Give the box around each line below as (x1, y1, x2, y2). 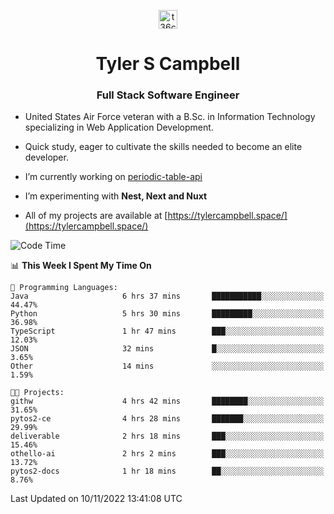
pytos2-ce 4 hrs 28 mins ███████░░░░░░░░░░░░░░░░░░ (10, 414, 325, 424)
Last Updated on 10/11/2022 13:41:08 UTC (10, 493, 183, 505)
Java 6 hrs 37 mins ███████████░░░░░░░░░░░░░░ (10, 291, 325, 302)
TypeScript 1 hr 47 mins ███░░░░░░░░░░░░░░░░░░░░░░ (10, 326, 325, 337)
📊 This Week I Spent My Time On (10, 260, 152, 272)
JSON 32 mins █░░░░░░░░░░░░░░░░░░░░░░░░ (10, 344, 325, 354)
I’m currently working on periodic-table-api (24, 171, 203, 183)
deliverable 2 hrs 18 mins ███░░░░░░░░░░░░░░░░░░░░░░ (10, 431, 325, 442)
